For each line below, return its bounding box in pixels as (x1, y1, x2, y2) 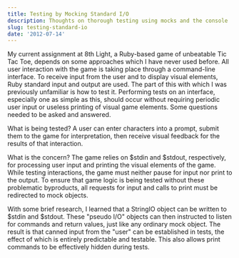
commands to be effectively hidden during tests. (7, 243, 150, 252)
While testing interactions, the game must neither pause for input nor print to (7, 168, 233, 177)
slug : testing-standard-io (7, 24, 88, 31)
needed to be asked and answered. (7, 110, 111, 119)
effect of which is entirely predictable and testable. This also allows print (7, 235, 221, 244)
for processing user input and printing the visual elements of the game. (7, 161, 216, 170)
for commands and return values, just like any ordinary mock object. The (7, 220, 221, 229)
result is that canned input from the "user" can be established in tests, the (7, 227, 225, 236)
